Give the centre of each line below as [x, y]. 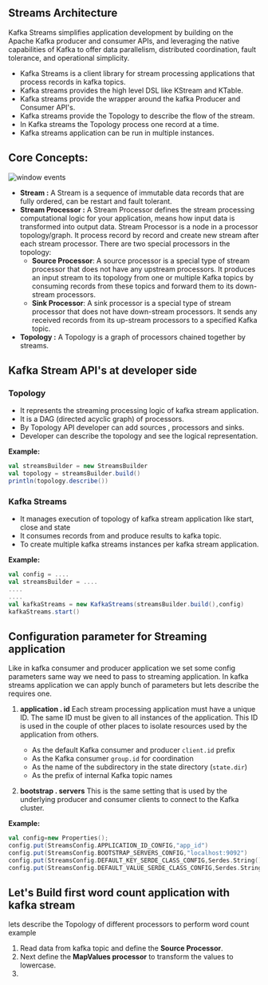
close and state [45, 527]
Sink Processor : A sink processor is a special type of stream [131, 303]
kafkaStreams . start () [44, 612]
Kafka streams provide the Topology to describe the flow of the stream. [137, 116]
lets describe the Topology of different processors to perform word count [129, 924]
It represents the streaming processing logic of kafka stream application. [139, 411]
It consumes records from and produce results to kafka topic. [120, 536]
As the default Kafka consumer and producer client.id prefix [133, 750]
